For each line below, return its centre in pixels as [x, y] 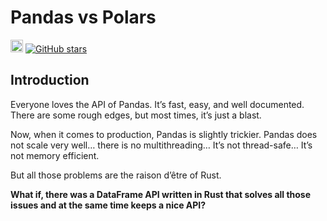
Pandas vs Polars [83, 17]
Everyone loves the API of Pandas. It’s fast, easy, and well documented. [157, 104]
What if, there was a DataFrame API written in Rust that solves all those [161, 194]
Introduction [50, 80]
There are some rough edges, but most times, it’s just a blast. [136, 115]
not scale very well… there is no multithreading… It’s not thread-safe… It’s [161, 145]
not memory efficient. [55, 155]
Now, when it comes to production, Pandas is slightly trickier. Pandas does [164, 134]
